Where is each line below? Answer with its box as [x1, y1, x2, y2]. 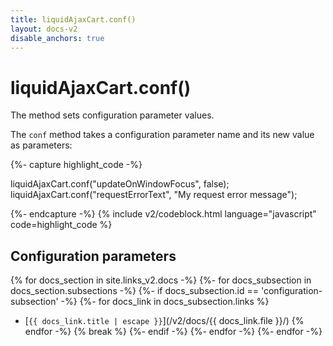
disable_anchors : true [10, 33, 105, 43]
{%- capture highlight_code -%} [10, 159, 143, 171]
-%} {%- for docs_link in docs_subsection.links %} [60, 296, 270, 308]
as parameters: [10, 139, 73, 151]
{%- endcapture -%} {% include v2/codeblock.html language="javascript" [10, 208, 317, 220]
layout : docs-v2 [10, 24, 78, 34]
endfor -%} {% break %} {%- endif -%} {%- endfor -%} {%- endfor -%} [24, 326, 323, 338]
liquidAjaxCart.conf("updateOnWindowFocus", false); [10, 178, 230, 190]
